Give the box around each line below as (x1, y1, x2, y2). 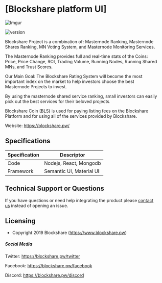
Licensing (5, 217, 36, 225)
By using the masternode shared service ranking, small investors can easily (5, 93, 158, 99)
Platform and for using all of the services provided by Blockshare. (5, 113, 137, 119)
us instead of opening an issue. (5, 203, 69, 208)
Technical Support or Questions (5, 184, 104, 193)
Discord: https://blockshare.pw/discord (5, 272, 84, 278)
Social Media (5, 241, 33, 247)
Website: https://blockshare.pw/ (5, 123, 70, 129)
